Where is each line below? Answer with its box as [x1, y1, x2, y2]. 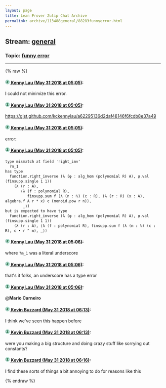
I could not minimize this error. [5, 90, 67, 96]
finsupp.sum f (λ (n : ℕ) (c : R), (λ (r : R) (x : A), [27, 193, 145, 199]
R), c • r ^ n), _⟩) [5, 228, 48, 233]
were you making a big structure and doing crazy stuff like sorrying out [5, 340, 150, 346]
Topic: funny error [5, 52, 50, 59]
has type [5, 169, 23, 174]
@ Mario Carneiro [5, 295, 41, 301]
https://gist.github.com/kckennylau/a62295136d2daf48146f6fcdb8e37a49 [5, 113, 157, 119]
